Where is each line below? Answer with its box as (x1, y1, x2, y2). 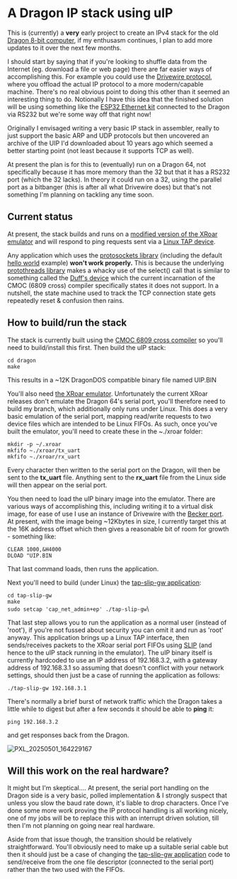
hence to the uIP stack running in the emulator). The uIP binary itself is (7, 648, 213, 657)
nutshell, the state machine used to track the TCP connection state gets (7, 289, 216, 297)
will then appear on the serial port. (7, 480, 108, 489)
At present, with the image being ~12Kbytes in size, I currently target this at (7, 516, 226, 526)
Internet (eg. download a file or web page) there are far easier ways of (7, 65, 212, 73)
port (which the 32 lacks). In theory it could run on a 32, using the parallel (7, 175, 222, 184)
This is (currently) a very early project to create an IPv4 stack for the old (7, 28, 219, 37)
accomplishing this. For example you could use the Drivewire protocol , (7, 72, 212, 81)
